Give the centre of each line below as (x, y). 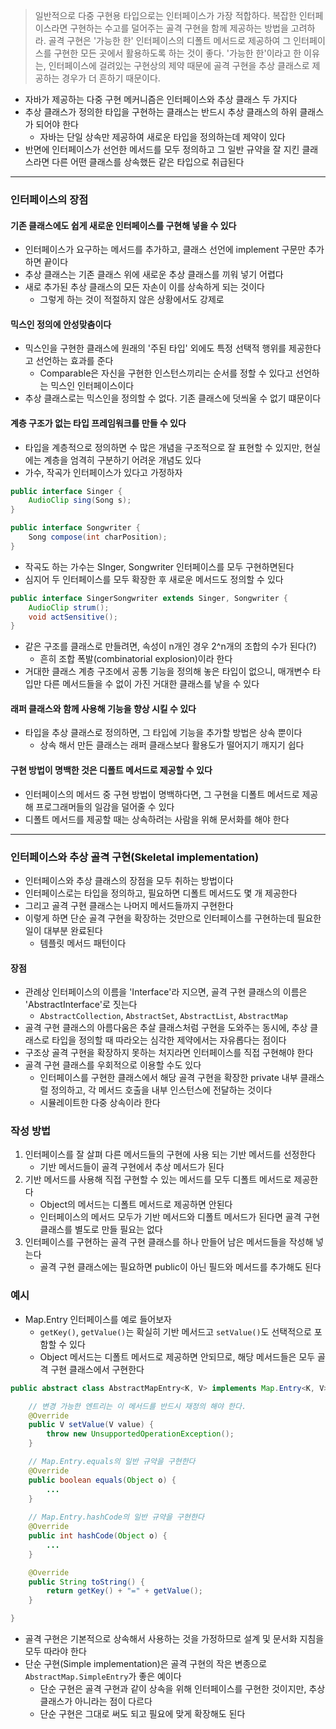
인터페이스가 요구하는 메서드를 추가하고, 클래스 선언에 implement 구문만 (165, 250)
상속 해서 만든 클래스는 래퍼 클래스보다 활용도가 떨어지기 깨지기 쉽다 (172, 745)
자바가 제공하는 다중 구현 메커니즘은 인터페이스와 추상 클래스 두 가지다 (161, 99)
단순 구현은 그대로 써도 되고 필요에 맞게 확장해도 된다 (142, 1714)
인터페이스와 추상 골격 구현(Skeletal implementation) (135, 857)
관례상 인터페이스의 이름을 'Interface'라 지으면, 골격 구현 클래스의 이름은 (166, 992)
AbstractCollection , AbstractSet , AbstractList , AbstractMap (163, 1016)
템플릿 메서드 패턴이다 (83, 943)
